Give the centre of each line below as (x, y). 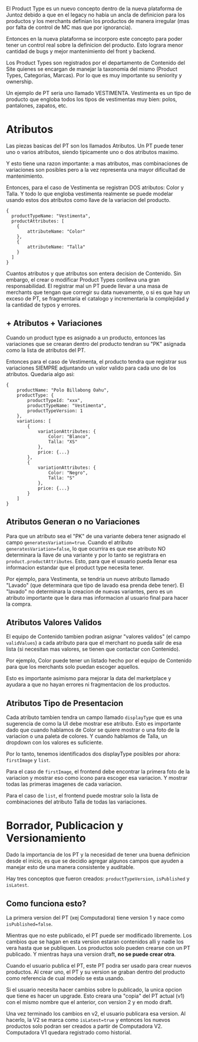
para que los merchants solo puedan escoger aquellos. (73, 667)
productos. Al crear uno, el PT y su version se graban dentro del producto (96, 972)
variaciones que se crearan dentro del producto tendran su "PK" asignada (96, 344)
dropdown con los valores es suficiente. (55, 743)
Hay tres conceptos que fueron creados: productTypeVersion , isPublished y (98, 878)
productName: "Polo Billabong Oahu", (63, 390)
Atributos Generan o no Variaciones (73, 522)
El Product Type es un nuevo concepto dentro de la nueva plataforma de (94, 9)
